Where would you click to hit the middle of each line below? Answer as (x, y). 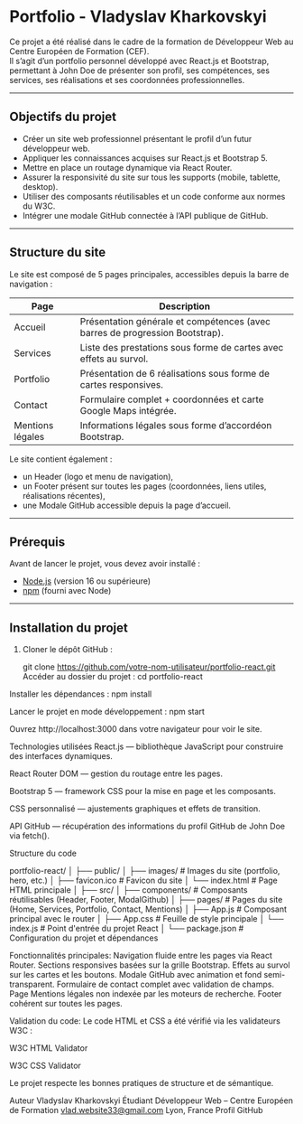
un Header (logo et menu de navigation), (98, 476)
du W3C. (39, 206)
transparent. (32, 984)
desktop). (40, 186)
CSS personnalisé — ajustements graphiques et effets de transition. (135, 809)
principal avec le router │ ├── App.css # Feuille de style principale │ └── (147, 919)
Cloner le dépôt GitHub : (67, 650)
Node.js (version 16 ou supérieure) (87, 581)
